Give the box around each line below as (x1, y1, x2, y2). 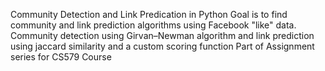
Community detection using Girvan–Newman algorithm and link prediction (10, 30, 315, 41)
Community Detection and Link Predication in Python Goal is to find (10, 9, 288, 20)
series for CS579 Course (10, 51, 112, 63)
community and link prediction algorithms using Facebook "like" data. (10, 19, 297, 31)
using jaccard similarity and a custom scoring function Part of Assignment (10, 40, 315, 52)
